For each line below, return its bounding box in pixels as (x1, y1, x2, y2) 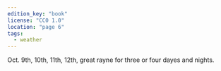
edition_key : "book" (7, 10, 68, 18)
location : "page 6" (7, 23, 65, 30)
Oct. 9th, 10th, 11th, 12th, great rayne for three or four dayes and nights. (7, 56, 215, 64)
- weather (13, 37, 42, 44)
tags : (7, 30, 23, 37)
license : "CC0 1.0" (7, 17, 65, 24)
